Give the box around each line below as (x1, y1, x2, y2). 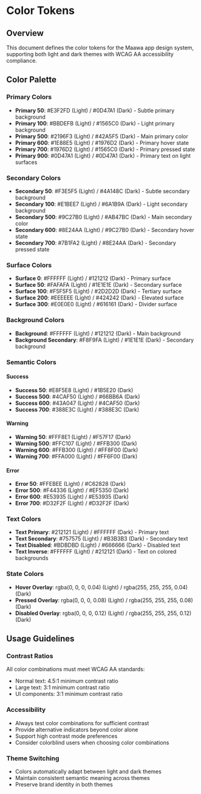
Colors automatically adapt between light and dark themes (15, 768, 162, 775)
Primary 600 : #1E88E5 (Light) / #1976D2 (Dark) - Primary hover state (15, 139, 189, 146)
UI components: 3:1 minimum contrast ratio (15, 690, 123, 698)
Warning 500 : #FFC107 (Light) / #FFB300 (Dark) (15, 440, 138, 447)
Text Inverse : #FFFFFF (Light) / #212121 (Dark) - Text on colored (15, 548, 177, 555)
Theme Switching (6, 754, 60, 762)
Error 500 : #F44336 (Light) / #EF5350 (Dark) (15, 487, 129, 494)
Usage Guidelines (6, 634, 75, 644)
